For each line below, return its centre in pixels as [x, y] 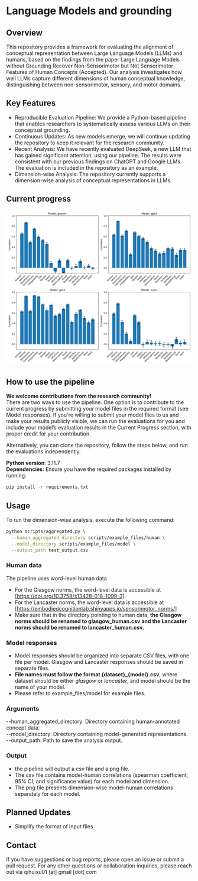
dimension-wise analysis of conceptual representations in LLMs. [93, 180]
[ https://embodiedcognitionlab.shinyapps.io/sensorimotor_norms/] [96, 608]
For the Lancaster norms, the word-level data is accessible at [89, 602]
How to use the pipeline [50, 382]
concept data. [23, 728]
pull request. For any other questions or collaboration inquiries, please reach [99, 866]
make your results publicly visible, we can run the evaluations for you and [95, 421]
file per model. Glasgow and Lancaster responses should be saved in [99, 662]
